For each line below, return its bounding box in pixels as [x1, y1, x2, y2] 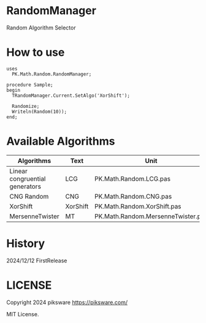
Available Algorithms [6, 134, 115, 148]
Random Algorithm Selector [6, 24, 76, 31]
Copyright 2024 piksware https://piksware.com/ [6, 298, 128, 306]
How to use [6, 45, 65, 59]
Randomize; [12, 103, 40, 109]
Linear [9, 167, 28, 175]
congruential [9, 174, 46, 183]
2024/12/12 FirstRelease [6, 257, 67, 264]
